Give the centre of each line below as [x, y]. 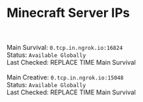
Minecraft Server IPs [68, 13]
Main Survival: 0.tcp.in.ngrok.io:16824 [65, 47]
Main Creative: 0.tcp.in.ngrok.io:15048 [65, 77]
